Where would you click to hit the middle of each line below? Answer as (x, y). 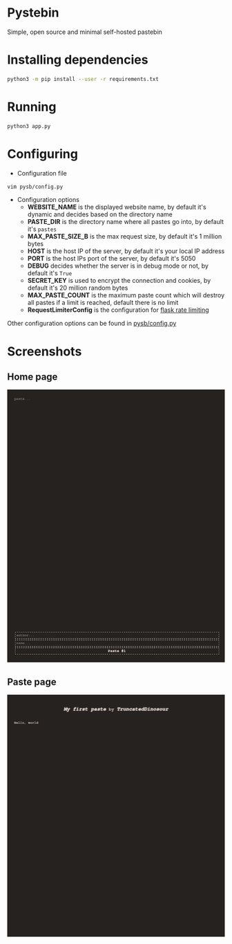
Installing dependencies (78, 60)
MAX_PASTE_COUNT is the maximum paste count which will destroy (126, 295)
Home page (32, 377)
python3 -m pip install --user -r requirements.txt (83, 79)
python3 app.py (29, 126)
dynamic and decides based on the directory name (100, 214)
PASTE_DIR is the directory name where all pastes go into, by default (126, 222)
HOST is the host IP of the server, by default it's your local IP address (126, 251)
